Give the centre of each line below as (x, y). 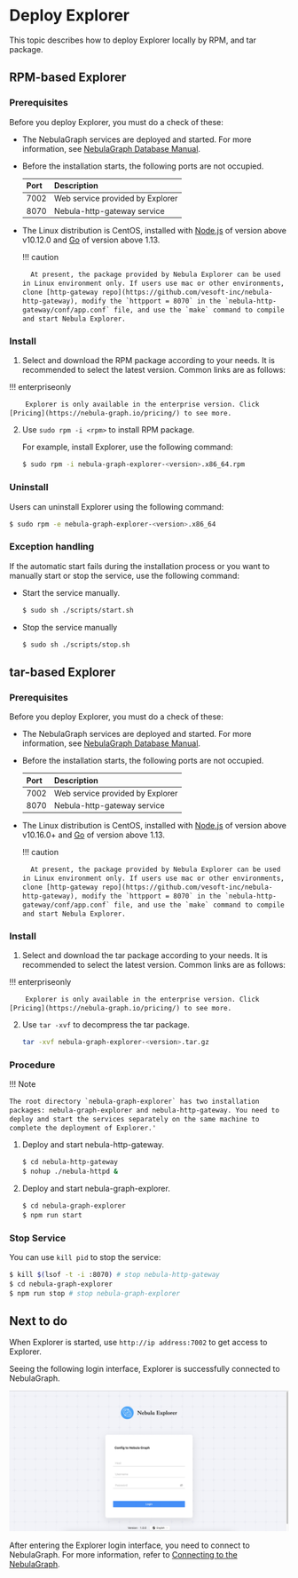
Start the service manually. (71, 592)
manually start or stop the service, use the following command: (124, 575)
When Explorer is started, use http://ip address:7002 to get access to (138, 1343)
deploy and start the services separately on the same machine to (134, 1120)
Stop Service (38, 1238)
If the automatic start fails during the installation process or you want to (140, 566)
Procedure (32, 1065)
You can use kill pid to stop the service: (85, 1257)
